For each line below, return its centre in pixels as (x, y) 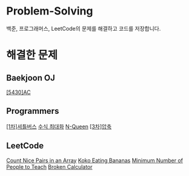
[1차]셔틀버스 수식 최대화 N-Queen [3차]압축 (59, 126)
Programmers (33, 111)
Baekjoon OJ (31, 77)
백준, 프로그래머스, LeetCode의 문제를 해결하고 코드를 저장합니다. (84, 28)
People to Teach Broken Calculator (50, 166)
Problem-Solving (50, 11)
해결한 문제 (32, 55)
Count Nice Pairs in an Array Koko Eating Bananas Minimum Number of (94, 160)
